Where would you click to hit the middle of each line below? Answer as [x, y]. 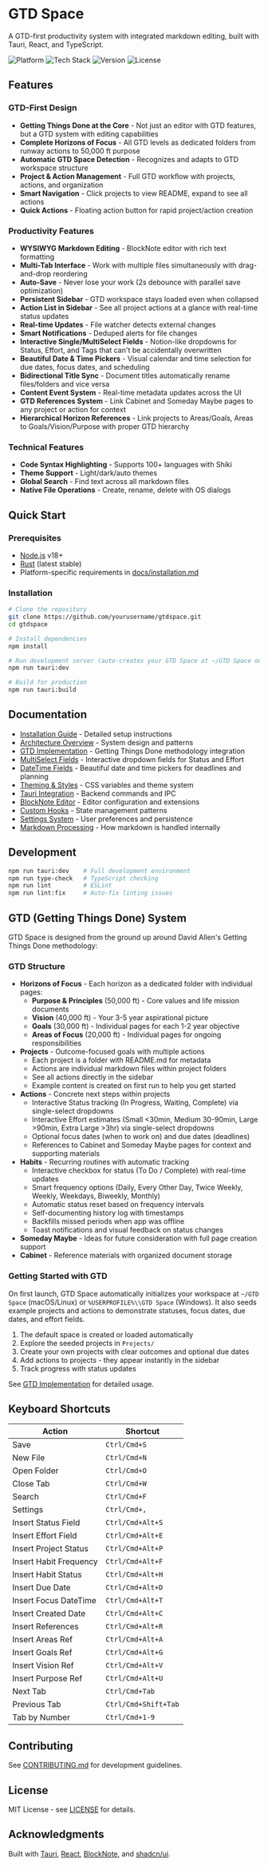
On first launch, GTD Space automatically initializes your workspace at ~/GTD [134, 1293]
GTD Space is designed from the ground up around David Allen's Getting [128, 937]
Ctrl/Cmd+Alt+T [134, 1601]
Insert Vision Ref [43, 1666]
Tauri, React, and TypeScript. [56, 44]
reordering [70, 273]
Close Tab [31, 1484]
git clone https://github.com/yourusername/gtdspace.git [105, 617]
